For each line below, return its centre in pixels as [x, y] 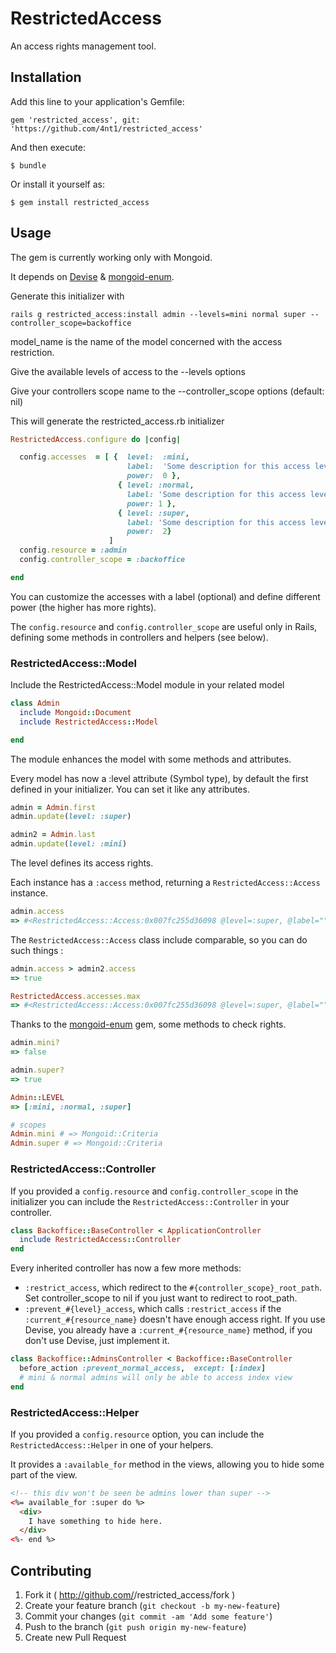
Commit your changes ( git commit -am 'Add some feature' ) [148, 1616]
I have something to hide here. [95, 1521]
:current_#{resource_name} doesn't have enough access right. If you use [175, 1319]
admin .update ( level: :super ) [71, 817]
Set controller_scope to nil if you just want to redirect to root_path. [161, 1298]
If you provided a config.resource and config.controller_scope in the [154, 1191]
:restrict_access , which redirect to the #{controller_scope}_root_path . [173, 1288]
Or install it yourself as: [57, 184]
